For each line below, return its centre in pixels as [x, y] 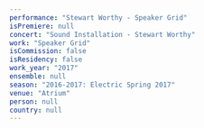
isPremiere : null [42, 26]
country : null [36, 110]
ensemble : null [38, 77]
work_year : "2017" [44, 69]
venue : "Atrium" [40, 93]
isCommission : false [48, 51]
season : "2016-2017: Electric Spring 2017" [93, 85]
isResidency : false [46, 59]
